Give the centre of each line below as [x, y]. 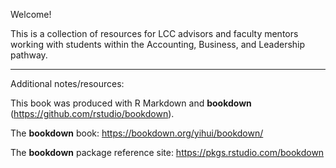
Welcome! [31, 14]
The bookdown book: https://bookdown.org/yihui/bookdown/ [137, 133]
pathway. [29, 55]
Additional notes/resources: [67, 83]
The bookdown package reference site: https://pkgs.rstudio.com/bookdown [167, 152]
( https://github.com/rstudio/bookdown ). [92, 113]
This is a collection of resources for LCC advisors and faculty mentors [154, 33]
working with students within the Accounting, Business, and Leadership [158, 44]
